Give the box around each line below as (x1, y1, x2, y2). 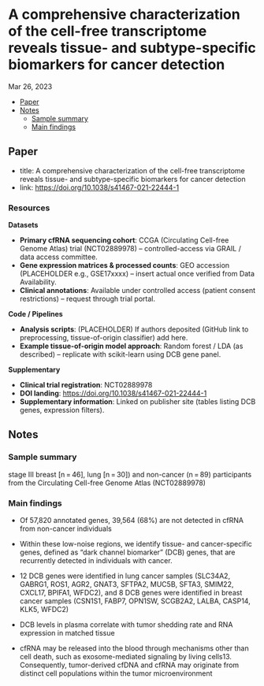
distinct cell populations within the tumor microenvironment (19, 669, 213, 678)
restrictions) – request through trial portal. (19, 294, 156, 304)
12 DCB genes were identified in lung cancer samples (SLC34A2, (19, 571, 231, 580)
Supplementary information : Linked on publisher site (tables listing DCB (19, 397, 256, 406)
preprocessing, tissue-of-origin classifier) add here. (19, 333, 188, 343)
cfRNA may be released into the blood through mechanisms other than (19, 643, 250, 653)
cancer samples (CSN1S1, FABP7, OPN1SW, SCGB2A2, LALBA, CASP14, (19, 596, 251, 606)
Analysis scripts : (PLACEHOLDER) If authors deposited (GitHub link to (19, 324, 249, 334)
